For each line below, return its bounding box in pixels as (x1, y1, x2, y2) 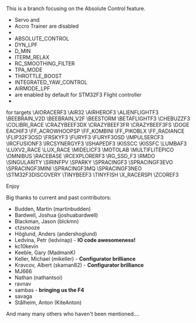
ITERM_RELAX (14, 54, 50, 60)
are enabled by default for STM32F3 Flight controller (14, 91, 142, 98)
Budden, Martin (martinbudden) (14, 206, 91, 212)
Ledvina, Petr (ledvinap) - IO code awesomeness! (14, 237, 136, 243)
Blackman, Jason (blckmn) (14, 218, 79, 225)
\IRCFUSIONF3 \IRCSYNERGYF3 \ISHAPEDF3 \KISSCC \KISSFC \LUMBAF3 (6, 140, 187, 147)
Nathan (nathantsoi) (14, 274, 63, 281)
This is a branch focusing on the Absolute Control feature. (6, 5, 146, 12)
